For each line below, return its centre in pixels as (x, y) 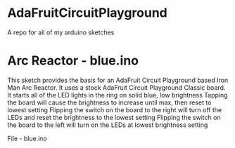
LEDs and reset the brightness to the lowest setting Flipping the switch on (114, 117)
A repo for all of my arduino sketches (61, 32)
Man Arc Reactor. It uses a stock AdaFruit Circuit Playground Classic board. (116, 87)
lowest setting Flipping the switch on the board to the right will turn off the (115, 109)
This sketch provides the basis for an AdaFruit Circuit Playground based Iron (118, 80)
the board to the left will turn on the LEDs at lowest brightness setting (108, 125)
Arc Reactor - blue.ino (73, 61)
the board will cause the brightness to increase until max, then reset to (109, 102)
